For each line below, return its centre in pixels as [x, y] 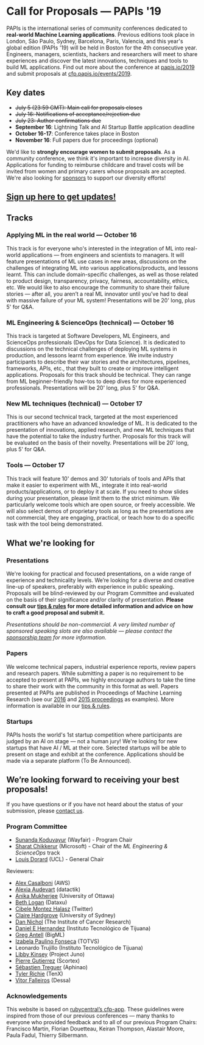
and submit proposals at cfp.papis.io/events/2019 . [69, 73]
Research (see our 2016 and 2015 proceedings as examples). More [90, 699]
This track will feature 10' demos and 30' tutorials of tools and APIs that [96, 478]
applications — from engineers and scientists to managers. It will [103, 255]
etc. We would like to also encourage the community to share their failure [98, 287]
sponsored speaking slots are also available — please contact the [89, 631]
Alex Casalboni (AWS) [43, 883]
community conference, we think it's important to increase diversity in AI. [98, 158]
